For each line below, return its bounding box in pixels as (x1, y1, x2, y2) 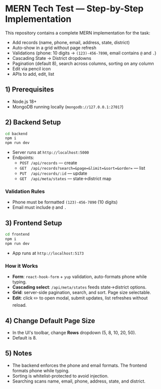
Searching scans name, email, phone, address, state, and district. (12, 378, 146, 384)
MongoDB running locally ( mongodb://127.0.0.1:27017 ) (12, 103, 124, 109)
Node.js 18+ (12, 98, 37, 104)
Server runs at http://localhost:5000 (12, 149, 89, 155)
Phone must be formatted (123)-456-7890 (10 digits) (12, 199, 118, 205)
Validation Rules (5, 188, 45, 195)
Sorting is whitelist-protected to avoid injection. (12, 373, 109, 379)
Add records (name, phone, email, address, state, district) (12, 39, 130, 45)
